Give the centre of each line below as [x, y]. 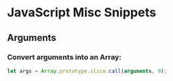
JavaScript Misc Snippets [82, 13]
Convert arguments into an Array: [65, 57]
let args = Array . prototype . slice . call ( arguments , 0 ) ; [87, 71]
